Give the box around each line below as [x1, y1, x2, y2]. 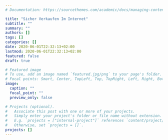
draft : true [5, 58, 30, 63]
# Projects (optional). [5, 104, 55, 109]
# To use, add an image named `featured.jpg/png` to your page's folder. [5, 72, 162, 77]
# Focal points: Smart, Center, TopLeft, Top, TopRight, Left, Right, [5, 76, 155, 81]
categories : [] [5, 39, 37, 45]
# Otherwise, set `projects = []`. [5, 123, 84, 128]
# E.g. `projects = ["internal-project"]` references [5, 118, 124, 123]
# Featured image [5, 67, 41, 72]
